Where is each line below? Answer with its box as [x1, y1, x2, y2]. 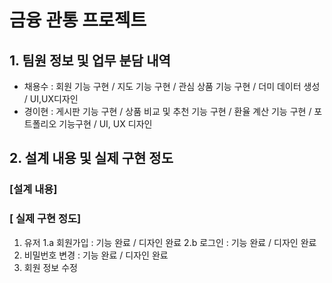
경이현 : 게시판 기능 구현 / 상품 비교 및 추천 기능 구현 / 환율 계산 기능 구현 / [23, 106, 312, 117]
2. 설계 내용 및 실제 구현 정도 [9, 150, 174, 167]
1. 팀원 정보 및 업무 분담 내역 [9, 52, 171, 69]
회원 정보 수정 [23, 261, 78, 273]
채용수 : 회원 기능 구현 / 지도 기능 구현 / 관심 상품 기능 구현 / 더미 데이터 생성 [23, 81, 321, 92]
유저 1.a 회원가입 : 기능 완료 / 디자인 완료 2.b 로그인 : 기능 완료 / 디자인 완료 [23, 236, 317, 248]
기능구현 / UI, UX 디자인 [58, 118, 153, 130]
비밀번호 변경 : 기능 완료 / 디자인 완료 [23, 249, 169, 261]
